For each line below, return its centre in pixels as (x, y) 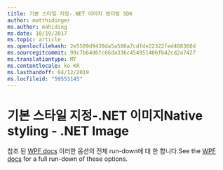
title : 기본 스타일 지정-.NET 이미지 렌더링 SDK (70, 14)
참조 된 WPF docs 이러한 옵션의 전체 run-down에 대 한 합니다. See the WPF (111, 151)
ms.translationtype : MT (42, 59)
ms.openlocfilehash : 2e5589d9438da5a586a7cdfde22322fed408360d (102, 46)
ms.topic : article (34, 40)
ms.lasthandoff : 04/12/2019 (48, 72)
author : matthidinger (39, 20)
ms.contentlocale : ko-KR (43, 66)
